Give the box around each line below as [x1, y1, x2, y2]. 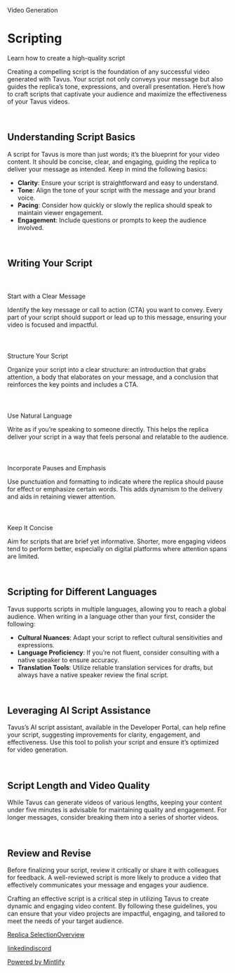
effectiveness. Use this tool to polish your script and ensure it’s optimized [7, 738, 220, 747]
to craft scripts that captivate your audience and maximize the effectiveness [7, 89, 227, 98]
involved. [17, 223, 44, 231]
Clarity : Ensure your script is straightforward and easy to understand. [17, 179, 219, 187]
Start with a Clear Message [7, 292, 86, 301]
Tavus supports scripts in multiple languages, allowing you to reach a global [7, 605, 227, 613]
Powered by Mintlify [7, 958, 65, 966]
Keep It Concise [7, 523, 54, 531]
